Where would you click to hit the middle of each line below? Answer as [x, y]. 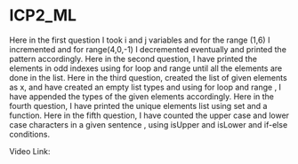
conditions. [30, 134]
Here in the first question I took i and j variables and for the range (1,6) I [140, 40]
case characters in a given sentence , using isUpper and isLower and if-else [149, 124]
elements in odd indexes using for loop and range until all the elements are [146, 68]
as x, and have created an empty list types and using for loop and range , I [145, 87]
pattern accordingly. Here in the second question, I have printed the [133, 59]
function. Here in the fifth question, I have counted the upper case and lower [149, 115]
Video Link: [30, 151]
